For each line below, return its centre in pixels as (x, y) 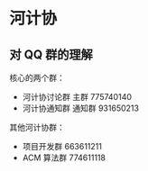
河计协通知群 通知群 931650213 (81, 108)
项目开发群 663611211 (62, 146)
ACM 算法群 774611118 (64, 157)
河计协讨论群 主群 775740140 (77, 97)
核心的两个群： (37, 78)
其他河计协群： (37, 127)
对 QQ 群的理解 (51, 54)
